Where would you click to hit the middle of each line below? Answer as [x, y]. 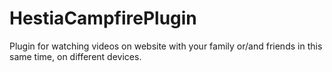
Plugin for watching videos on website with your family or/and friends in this [166, 46]
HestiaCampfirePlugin [103, 18]
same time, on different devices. [75, 56]
